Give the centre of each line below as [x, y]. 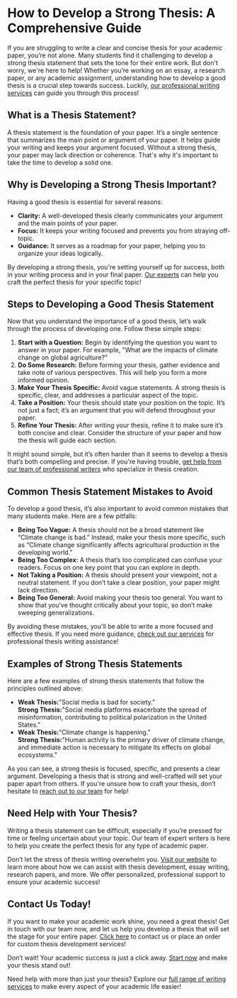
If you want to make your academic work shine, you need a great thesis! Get [118, 921]
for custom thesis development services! [67, 943]
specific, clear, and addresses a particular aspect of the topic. [108, 396]
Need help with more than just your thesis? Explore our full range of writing [117, 979]
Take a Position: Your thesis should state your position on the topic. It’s [121, 403]
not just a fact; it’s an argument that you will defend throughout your [116, 410]
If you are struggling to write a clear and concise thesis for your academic [115, 47]
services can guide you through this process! [73, 93]
